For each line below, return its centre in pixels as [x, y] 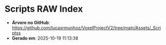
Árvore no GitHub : [31, 22]
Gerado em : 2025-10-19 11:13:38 [45, 38]
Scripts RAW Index [44, 9]
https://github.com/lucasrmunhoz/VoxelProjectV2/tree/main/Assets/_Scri [86, 27]
